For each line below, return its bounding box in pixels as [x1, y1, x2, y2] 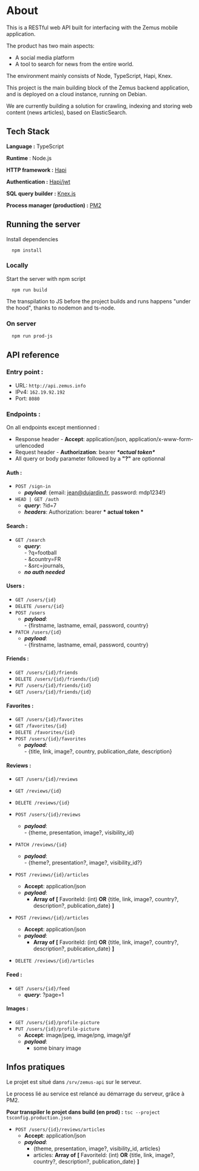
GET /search [15, 537, 46, 543]
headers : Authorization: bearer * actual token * [24, 508, 144, 515]
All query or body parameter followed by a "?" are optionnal [15, 455, 166, 462]
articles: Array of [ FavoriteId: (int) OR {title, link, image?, [33, 1151, 175, 1158]
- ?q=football [24, 549, 57, 556]
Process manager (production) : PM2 [6, 202, 102, 209]
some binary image [33, 1044, 82, 1052]
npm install [12, 247, 42, 253]
